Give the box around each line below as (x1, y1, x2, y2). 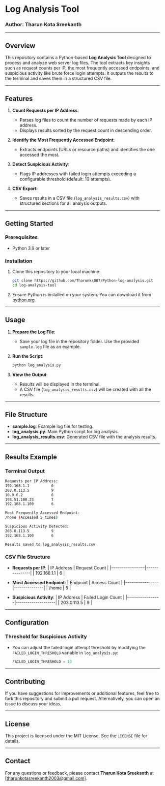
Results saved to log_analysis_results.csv (5, 542, 96, 547)
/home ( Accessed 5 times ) (5, 515, 58, 520)
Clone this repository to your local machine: (12, 269, 101, 275)
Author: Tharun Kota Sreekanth (5, 21, 82, 28)
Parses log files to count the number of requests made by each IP (19, 117, 153, 123)
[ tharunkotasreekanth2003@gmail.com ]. (5, 775, 87, 781)
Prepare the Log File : (12, 329, 55, 335)
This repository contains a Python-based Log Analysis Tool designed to (5, 55, 151, 61)
